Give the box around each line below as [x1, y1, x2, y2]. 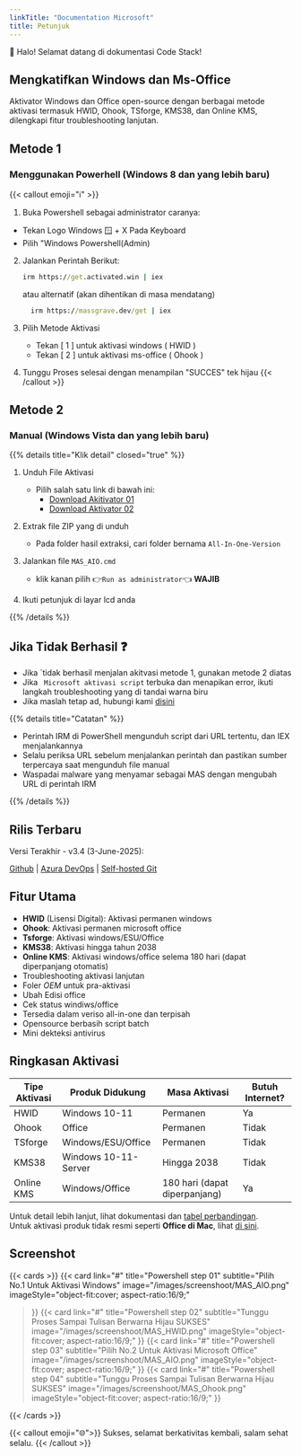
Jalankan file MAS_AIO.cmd [21, 556, 116, 567]
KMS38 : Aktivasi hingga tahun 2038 [21, 941, 157, 952]
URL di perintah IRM [21, 779, 97, 790]
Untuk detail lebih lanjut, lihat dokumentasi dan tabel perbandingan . [9, 1210, 259, 1222]
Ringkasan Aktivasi [9, 1054, 119, 1069]
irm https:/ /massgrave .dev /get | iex [30, 306, 172, 315]
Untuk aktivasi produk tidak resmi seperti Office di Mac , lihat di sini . [9, 1220, 260, 1231]
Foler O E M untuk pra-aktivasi [21, 980, 131, 991]
